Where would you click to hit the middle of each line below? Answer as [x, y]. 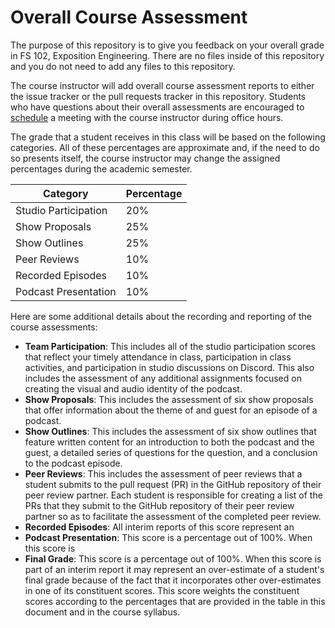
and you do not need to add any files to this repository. [123, 66]
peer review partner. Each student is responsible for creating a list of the [173, 495]
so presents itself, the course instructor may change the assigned [145, 158]
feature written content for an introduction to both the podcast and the [169, 442]
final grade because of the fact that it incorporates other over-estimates [173, 580]
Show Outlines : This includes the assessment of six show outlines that [170, 431]
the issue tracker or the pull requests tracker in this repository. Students [158, 96]
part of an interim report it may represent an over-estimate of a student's [174, 569]
